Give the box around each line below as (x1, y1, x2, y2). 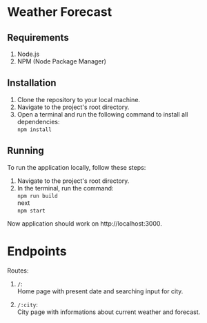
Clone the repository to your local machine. (17, 95, 140, 104)
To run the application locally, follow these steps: (7, 163, 146, 171)
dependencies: (17, 117, 60, 126)
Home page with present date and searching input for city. (17, 287, 184, 295)
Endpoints (7, 243, 67, 259)
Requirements (7, 32, 69, 43)
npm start (17, 207, 46, 214)
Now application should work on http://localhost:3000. (7, 219, 162, 228)
